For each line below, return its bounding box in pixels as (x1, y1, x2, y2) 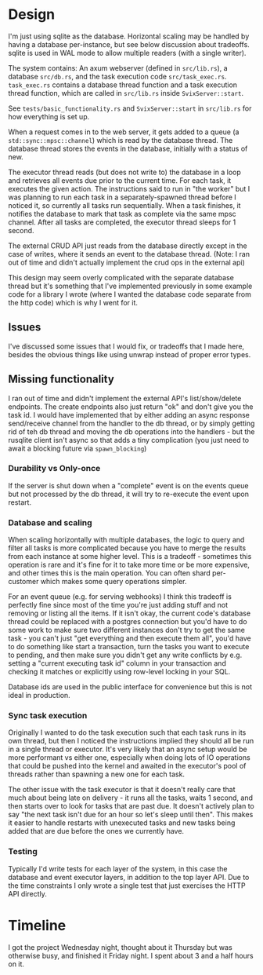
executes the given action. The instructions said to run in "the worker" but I (8, 184, 250, 193)
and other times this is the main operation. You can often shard (8, 568, 211, 578)
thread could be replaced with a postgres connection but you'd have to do (8, 617, 248, 626)
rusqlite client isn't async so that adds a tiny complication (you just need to (8, 435, 250, 444)
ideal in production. (8, 691, 70, 700)
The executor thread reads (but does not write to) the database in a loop (8, 167, 241, 177)
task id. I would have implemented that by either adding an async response (8, 410, 250, 419)
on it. (8, 959, 25, 969)
